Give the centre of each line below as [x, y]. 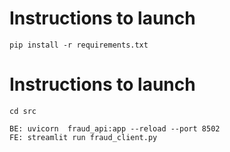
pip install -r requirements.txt [79, 45]
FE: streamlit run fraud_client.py [83, 137]
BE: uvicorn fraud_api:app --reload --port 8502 [115, 128]
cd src [23, 111]
